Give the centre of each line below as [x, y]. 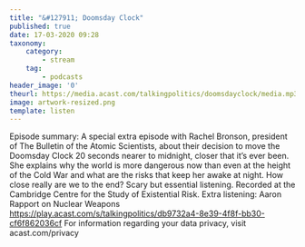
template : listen [42, 111]
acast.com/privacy [44, 233]
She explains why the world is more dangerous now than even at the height [150, 165]
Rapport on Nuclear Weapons [65, 204]
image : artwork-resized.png [63, 102]
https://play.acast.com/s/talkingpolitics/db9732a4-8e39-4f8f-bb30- [137, 213]
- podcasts [63, 77]
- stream [59, 60]
